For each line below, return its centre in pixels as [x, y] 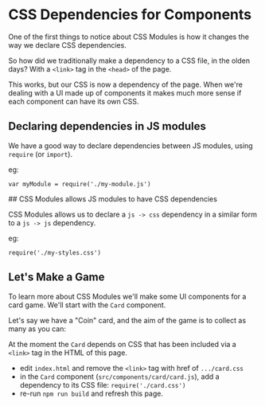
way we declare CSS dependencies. [68, 45]
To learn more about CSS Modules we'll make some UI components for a [127, 296]
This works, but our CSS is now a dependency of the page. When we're [125, 84]
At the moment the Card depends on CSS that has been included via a [122, 344]
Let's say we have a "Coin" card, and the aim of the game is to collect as [127, 320]
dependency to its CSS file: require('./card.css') [103, 385]
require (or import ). [41, 154]
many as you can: [37, 329]
